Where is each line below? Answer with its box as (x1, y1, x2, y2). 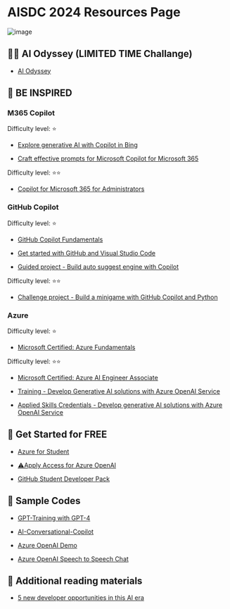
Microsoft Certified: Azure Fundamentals (17, 343, 136, 352)
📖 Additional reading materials (7, 575, 143, 587)
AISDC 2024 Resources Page (7, 4, 181, 20)
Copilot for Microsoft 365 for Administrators (17, 184, 145, 194)
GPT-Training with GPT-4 (17, 513, 91, 522)
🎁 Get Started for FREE (7, 429, 108, 441)
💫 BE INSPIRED (7, 87, 72, 99)
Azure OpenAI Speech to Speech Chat (17, 554, 129, 563)
